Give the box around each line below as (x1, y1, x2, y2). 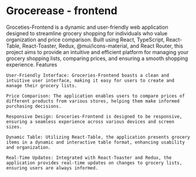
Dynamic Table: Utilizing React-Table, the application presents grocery (6, 134, 191, 140)
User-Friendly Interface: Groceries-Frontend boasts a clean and (6, 72, 169, 78)
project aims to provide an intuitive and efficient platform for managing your (6, 48, 189, 55)
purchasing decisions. (6, 103, 62, 109)
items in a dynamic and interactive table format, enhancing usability (6, 139, 185, 145)
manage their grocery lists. (6, 82, 77, 89)
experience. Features (6, 61, 58, 68)
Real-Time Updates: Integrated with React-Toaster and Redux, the (6, 155, 172, 161)
